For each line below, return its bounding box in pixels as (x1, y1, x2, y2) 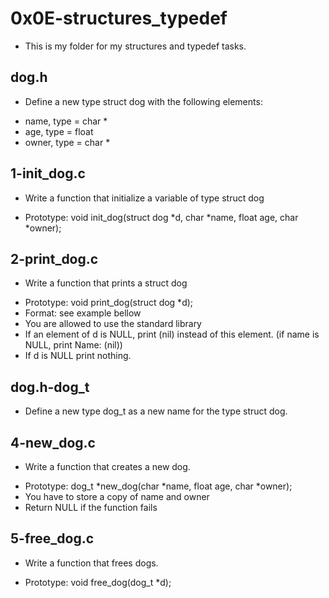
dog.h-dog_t (10, 378, 90, 396)
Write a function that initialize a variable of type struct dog (24, 192, 265, 204)
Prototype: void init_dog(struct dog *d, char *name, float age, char (24, 211, 299, 223)
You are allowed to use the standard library (24, 318, 202, 330)
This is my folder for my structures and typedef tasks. (24, 40, 247, 52)
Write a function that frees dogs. (24, 557, 159, 569)
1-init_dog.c (10, 165, 86, 182)
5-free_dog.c (10, 530, 95, 547)
